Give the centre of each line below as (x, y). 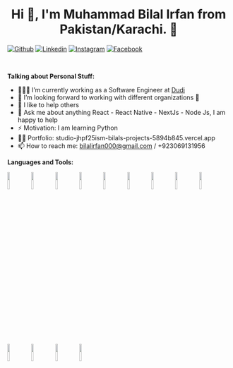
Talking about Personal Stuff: (51, 76)
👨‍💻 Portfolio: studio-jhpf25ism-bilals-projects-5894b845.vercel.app (116, 137)
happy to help (37, 120)
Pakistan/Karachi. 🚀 (119, 29)
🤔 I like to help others (48, 104)
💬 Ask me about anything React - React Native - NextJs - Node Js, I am (121, 112)
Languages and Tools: (41, 162)
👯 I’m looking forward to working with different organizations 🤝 (108, 97)
